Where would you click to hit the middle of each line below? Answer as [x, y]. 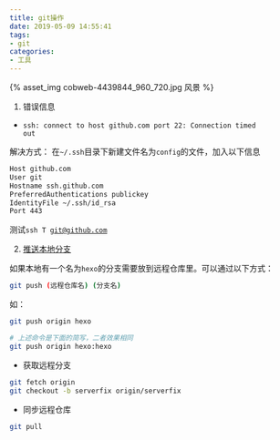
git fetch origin [42, 382]
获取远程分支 [47, 364]
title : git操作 [37, 18]
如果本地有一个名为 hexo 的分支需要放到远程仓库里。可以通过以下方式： [141, 269]
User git [26, 177]
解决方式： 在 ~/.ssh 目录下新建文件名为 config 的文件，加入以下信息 [135, 152]
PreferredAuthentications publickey [79, 194]
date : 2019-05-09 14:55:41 [61, 26]
